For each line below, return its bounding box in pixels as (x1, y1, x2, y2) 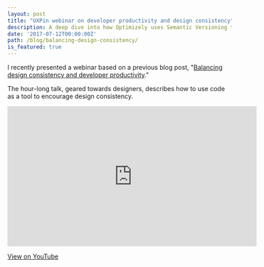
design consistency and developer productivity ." (7, 70, 149, 79)
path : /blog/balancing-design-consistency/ (7, 37, 139, 44)
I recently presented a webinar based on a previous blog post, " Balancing (7, 63, 223, 71)
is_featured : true (7, 43, 62, 51)
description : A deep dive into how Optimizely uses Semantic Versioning (7, 23, 228, 31)
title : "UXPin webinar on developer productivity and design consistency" (7, 17, 234, 24)
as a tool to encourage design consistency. (7, 92, 134, 100)
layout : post (7, 10, 46, 18)
